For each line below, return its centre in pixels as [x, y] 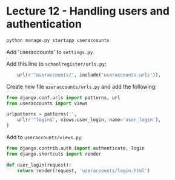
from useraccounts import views [47, 103]
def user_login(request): [39, 165]
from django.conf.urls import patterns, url [63, 98]
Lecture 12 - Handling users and [88, 11]
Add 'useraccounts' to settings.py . [51, 52]
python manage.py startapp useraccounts [58, 40]
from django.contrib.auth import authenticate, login [76, 148]
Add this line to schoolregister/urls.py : [56, 64]
